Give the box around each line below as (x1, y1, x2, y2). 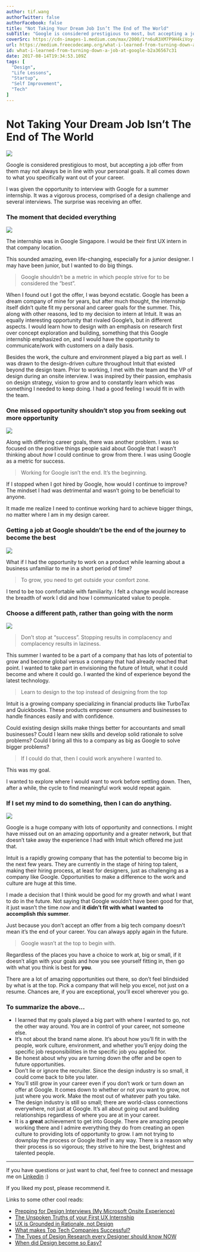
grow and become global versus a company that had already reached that (6, 658, 187, 665)
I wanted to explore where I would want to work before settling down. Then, (6, 777, 192, 785)
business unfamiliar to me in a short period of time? (6, 565, 132, 572)
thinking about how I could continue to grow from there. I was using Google (6, 451, 191, 458)
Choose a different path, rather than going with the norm (6, 609, 173, 617)
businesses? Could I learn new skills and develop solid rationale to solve (6, 730, 183, 737)
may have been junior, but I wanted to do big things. (6, 262, 134, 269)
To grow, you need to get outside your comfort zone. (20, 576, 150, 583)
